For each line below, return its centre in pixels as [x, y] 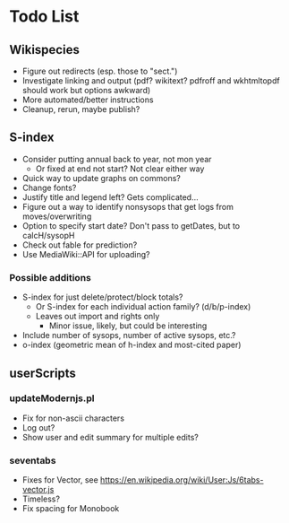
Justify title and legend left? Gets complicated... [110, 197]
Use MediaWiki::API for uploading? [86, 254]
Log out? [38, 427]
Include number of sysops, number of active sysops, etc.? [129, 336]
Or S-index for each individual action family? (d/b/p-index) [143, 307]
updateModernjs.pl [52, 398]
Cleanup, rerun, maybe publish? [81, 109]
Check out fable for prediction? [80, 245]
